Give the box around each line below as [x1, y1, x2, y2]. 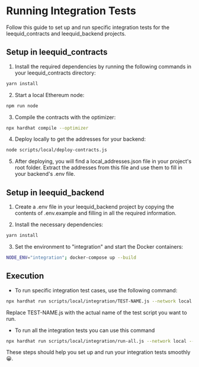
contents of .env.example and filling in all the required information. [14, 210, 176, 217]
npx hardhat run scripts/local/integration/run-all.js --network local [6, 338, 187, 344]
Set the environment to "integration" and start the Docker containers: [14, 243, 184, 250]
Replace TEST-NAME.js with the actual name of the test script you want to [6, 309, 188, 316]
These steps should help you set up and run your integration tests [6, 349, 167, 356]
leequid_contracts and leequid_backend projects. [6, 30, 126, 37]
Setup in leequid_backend [6, 188, 105, 198]
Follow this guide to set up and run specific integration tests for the [6, 24, 170, 31]
